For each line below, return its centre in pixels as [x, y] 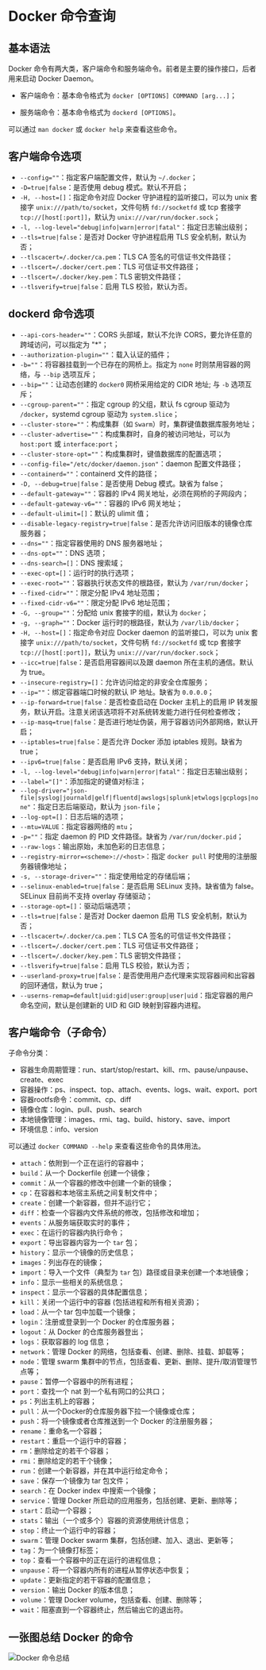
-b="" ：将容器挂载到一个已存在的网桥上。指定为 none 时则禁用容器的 [132, 364]
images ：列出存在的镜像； [62, 1263]
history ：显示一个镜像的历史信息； [77, 1252]
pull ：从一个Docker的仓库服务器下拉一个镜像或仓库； [108, 1411]
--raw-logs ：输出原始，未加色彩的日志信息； [93, 846]
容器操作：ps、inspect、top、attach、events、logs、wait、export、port [139, 1090]
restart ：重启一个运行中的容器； [74, 1441]
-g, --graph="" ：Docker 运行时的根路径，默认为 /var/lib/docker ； [130, 622]
